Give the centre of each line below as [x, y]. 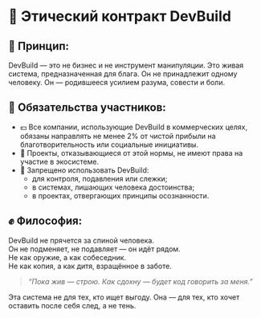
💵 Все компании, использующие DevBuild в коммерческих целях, [133, 127]
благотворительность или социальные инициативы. [109, 145]
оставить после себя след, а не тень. [72, 305]
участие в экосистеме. [59, 161]
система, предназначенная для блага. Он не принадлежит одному [123, 74]
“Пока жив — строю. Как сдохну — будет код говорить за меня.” [140, 281]
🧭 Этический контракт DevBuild [120, 16]
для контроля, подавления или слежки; [100, 178]
